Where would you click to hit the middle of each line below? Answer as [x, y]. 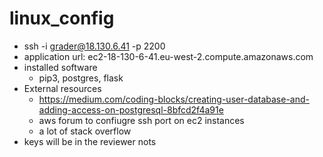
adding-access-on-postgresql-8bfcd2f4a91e [131, 109]
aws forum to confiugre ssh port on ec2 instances [141, 120]
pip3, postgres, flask [81, 78]
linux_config [62, 18]
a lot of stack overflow [85, 131]
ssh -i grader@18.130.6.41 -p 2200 [94, 46]
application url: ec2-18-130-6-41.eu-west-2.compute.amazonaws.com [168, 56]
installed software [60, 67]
